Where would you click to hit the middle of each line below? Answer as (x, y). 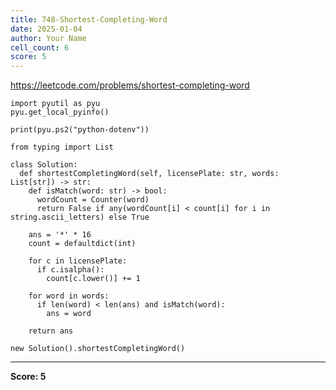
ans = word (69, 314)
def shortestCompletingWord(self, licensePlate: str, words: (149, 174)
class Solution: (44, 165)
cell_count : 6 (40, 47)
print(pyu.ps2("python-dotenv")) (80, 130)
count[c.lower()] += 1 (93, 279)
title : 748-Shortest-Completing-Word (89, 19)
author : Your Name (48, 38)
